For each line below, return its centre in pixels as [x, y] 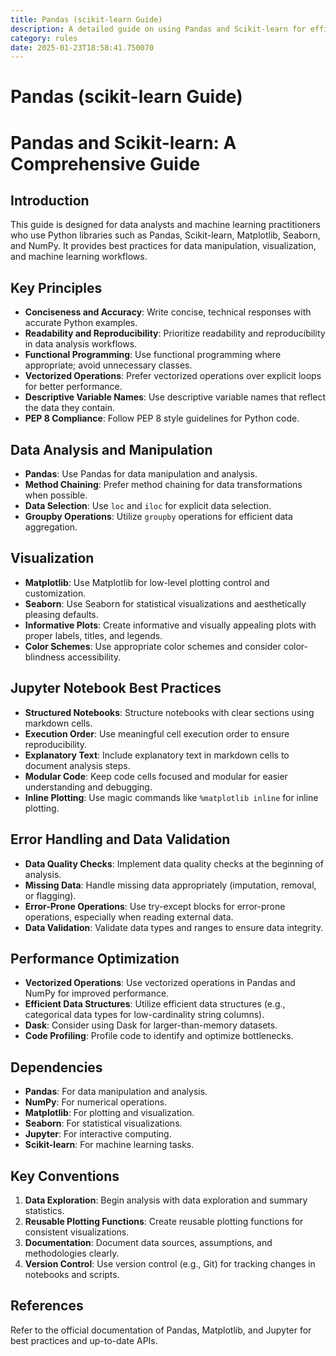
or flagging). [50, 895]
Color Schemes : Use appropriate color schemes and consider [153, 646]
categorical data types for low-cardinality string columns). [144, 1015]
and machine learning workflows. [79, 257]
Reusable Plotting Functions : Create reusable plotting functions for [164, 1221]
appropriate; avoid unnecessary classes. [108, 365]
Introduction [50, 201]
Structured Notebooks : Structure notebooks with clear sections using [169, 712]
